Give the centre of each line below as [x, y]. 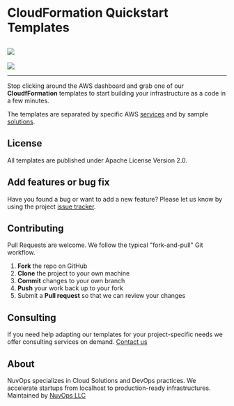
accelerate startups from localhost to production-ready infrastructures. [109, 388]
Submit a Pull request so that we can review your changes [101, 296]
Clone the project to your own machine [73, 273]
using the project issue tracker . [52, 206]
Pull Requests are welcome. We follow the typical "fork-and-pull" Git [105, 245]
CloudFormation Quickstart [88, 13]
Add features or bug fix [58, 182]
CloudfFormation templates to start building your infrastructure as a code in [117, 93]
